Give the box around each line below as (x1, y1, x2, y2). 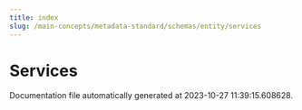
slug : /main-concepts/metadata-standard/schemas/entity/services (9, 22, 261, 31)
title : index (9, 13, 59, 23)
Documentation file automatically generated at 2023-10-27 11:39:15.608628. (9, 90, 293, 101)
